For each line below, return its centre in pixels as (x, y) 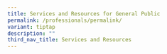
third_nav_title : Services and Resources (70, 40)
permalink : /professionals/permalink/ (65, 20)
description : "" (31, 33)
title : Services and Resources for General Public (84, 14)
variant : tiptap (31, 27)
